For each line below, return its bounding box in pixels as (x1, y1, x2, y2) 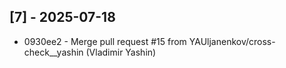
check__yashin (23, 46, 84, 58)
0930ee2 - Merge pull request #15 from (23, 35, 187, 47)
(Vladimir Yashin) (85, 46, 157, 58)
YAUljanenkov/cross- (188, 35, 276, 47)
